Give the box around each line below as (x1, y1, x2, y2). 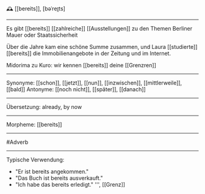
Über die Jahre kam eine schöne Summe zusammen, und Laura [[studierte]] (6, 43, 198, 50)
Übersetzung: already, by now (6, 103, 82, 110)
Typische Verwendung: (6, 156, 65, 163)
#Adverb (6, 138, 29, 146)
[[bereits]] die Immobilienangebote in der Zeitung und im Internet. (6, 50, 171, 57)
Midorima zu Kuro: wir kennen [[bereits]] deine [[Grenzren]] (6, 62, 157, 69)
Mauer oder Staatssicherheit (6, 31, 78, 39)
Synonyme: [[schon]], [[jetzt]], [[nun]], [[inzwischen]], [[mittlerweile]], (6, 79, 182, 86)
